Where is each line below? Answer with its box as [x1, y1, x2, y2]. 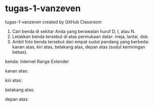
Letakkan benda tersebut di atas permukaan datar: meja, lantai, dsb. [12, 34, 149, 39]
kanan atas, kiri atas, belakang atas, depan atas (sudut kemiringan [12, 44, 145, 50]
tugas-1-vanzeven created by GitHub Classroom [5, 19, 102, 25]
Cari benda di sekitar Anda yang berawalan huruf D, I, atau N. [12, 28, 135, 34]
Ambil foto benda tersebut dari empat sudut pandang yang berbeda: [12, 38, 150, 44]
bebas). [12, 49, 28, 55]
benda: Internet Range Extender [5, 58, 69, 64]
